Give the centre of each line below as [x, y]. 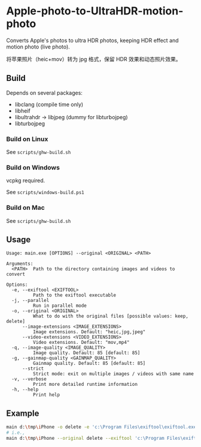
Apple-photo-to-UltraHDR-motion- [95, 11]
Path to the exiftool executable [74, 295]
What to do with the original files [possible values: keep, [110, 316]
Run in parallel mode [60, 306]
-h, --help [25, 390]
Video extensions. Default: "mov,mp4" [81, 343]
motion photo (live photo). [38, 47]
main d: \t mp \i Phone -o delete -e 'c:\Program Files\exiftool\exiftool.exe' [103, 427]
